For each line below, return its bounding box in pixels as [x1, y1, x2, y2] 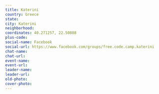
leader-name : [5, 68, 32, 73]
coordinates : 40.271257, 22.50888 [5, 30, 77, 35]
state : [5, 16, 19, 21]
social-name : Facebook [5, 40, 52, 45]
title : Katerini [5, 7, 39, 12]
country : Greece [5, 12, 39, 17]
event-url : [5, 63, 28, 68]
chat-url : [5, 53, 26, 59]
